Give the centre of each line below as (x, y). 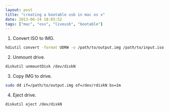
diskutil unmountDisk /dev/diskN (40, 67)
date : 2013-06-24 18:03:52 (34, 19)
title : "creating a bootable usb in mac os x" (55, 15)
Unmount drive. (29, 57)
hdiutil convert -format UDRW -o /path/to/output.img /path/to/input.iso (85, 48)
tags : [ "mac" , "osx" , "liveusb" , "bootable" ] (54, 24)
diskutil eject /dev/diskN (34, 104)
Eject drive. (24, 95)
